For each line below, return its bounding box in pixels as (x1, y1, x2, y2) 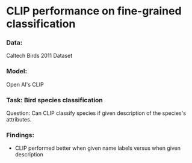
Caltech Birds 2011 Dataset (6, 52, 73, 60)
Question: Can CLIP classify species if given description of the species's (6, 109, 187, 117)
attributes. (6, 116, 32, 123)
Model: (6, 67, 28, 76)
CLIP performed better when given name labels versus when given (14, 144, 181, 152)
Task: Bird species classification (6, 96, 104, 104)
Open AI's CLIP (6, 81, 44, 88)
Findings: (6, 131, 35, 139)
